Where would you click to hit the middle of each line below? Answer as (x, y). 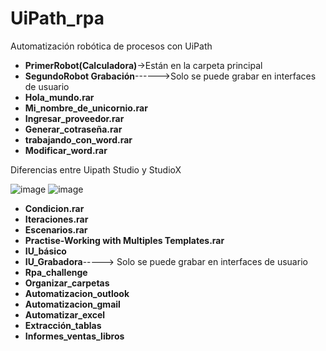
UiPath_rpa (57, 18)
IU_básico (45, 251)
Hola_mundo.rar (59, 97)
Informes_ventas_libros (74, 336)
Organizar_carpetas (67, 283)
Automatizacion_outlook (77, 293)
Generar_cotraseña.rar (73, 129)
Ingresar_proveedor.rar (74, 118)
